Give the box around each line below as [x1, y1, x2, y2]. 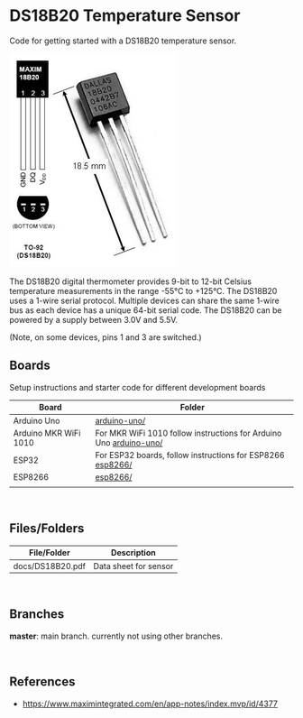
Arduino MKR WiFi [13, 428, 81, 438]
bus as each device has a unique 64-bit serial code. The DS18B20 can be [9, 304, 282, 316]
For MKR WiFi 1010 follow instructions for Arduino [95, 428, 282, 438]
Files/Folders [9, 520, 85, 537]
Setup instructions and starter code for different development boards [9, 382, 266, 392]
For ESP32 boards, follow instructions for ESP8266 [95, 450, 286, 460]
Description [111, 548, 156, 558]
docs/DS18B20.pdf [13, 560, 87, 571]
